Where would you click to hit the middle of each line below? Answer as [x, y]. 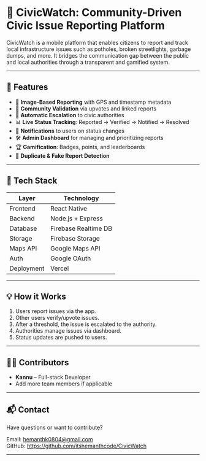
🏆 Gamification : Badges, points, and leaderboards [80, 147]
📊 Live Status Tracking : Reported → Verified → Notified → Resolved [102, 122]
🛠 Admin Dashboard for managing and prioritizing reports [89, 138]
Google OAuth [71, 258]
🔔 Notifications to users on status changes [70, 131]
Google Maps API [75, 248]
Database [23, 228]
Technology [81, 198]
